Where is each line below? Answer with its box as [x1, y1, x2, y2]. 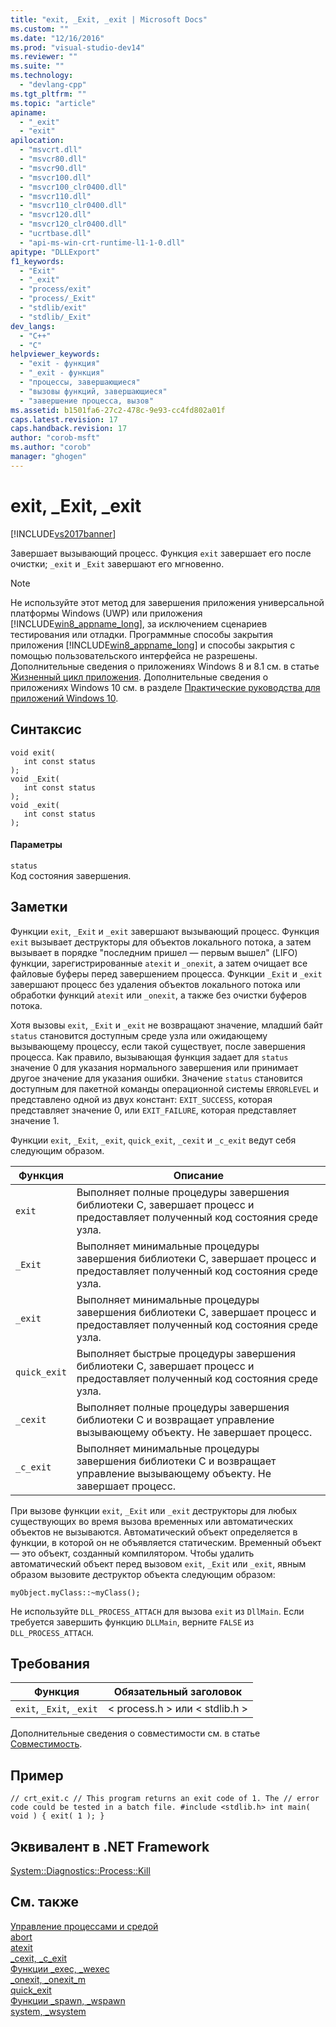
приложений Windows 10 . [10, 692, 119, 704]
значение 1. [10, 1114, 60, 1126]
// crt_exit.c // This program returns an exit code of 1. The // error [10, 1794, 320, 1804]
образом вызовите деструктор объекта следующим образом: [10, 1568, 276, 1580]
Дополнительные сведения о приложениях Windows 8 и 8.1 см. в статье [10, 660, 320, 672]
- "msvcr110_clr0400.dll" [19, 201, 128, 211]
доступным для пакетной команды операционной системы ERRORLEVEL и [10, 1082, 319, 1095]
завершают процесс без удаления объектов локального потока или [10, 978, 301, 990]
